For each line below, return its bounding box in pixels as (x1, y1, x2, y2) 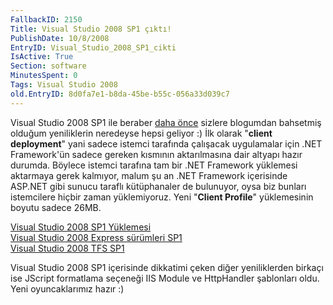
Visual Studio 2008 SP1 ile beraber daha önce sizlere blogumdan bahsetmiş (10, 116, 322, 128)
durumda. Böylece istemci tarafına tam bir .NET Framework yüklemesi (10, 159, 298, 171)
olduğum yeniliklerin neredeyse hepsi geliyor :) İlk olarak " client (10, 127, 273, 139)
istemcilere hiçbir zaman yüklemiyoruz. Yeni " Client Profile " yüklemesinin (10, 191, 314, 203)
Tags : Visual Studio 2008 (10, 80, 118, 90)
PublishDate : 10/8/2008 (10, 33, 110, 43)
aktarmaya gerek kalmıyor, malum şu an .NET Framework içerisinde (10, 169, 288, 181)
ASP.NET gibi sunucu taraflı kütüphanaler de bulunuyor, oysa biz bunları (10, 180, 307, 192)
